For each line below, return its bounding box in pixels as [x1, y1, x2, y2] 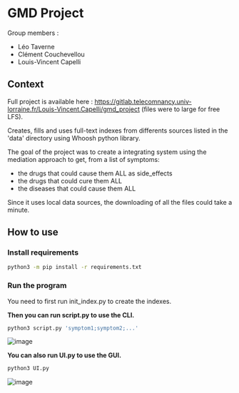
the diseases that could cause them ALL [17, 184, 136, 193]
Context [7, 78, 44, 91]
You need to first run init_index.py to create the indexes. [7, 297, 172, 305]
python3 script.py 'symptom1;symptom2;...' [7, 325, 139, 332]
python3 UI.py [7, 365, 50, 372]
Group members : [7, 29, 59, 37]
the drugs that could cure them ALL [17, 176, 123, 185]
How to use [7, 226, 59, 238]
